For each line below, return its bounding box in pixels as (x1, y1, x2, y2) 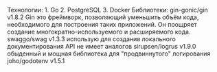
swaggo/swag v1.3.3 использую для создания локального (7, 35, 176, 43)
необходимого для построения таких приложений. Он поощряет (7, 21, 197, 28)
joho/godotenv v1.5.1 (7, 57, 65, 64)
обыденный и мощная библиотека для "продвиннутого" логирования (7, 49, 211, 58)
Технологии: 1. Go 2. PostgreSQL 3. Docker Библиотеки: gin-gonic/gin (7, 6, 208, 14)
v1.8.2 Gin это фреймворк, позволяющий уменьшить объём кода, (7, 13, 199, 21)
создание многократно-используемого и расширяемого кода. (7, 27, 191, 36)
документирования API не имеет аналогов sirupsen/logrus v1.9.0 (7, 43, 196, 50)
